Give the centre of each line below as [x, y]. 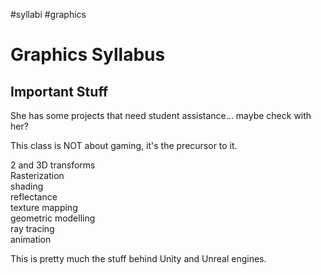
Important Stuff [59, 91]
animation [31, 239]
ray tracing [32, 228]
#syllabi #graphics [48, 14]
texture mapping [44, 207]
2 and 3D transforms [53, 165]
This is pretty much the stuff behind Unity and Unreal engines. [138, 258]
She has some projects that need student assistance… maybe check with [161, 115]
